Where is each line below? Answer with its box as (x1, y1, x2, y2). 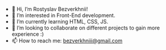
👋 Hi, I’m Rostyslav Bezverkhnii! (11, 6, 88, 12)
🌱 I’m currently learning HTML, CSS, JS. (11, 18, 109, 25)
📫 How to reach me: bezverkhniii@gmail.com (11, 37, 123, 44)
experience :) (11, 31, 44, 38)
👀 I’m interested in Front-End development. (11, 12, 116, 19)
